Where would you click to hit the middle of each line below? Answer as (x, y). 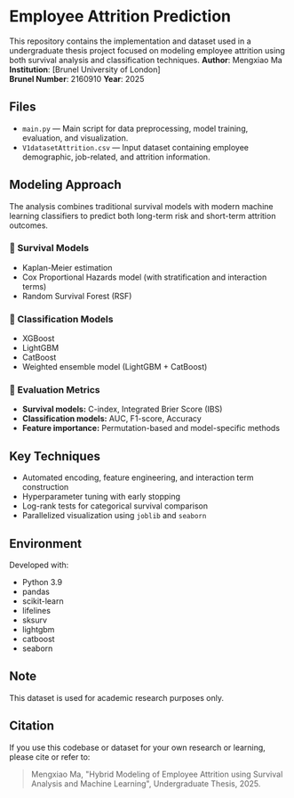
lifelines (36, 611)
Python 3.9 (42, 582)
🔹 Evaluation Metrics (55, 390)
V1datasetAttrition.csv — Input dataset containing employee (135, 147)
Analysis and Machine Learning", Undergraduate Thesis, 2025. (146, 783)
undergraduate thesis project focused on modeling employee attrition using (147, 50)
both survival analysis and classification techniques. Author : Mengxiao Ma (146, 60)
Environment (46, 544)
